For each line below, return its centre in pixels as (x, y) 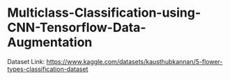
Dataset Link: (26, 61)
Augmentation (50, 42)
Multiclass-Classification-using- (104, 13)
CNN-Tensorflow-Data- (77, 27)
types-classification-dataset (48, 69)
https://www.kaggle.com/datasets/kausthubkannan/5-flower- (135, 61)
